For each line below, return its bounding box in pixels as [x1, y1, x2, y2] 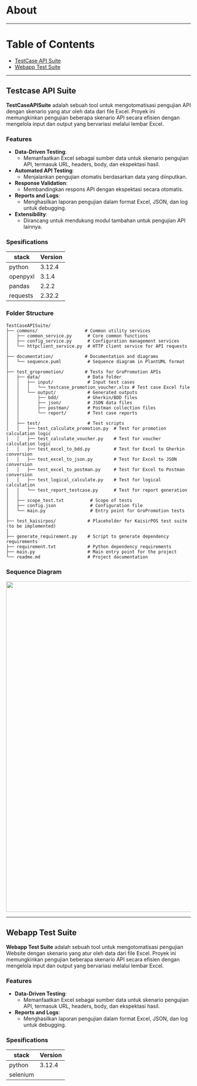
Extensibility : [14, 210, 48, 217]
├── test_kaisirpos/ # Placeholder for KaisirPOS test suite [6, 518, 188, 524]
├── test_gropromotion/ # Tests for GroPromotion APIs [6, 368, 161, 375]
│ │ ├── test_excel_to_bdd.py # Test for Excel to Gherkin [6, 446, 185, 452]
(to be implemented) [6, 523, 57, 529]
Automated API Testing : [14, 167, 74, 174]
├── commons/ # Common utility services [6, 327, 151, 334]
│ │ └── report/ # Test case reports [6, 410, 138, 416]
